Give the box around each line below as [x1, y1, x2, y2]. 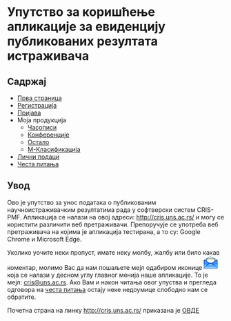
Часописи [27, 124, 57, 131]
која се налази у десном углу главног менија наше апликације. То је [7, 271, 208, 279]
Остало [27, 138, 50, 146]
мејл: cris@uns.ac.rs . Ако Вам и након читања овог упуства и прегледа [7, 278, 217, 286]
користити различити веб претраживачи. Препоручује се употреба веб [7, 220, 219, 228]
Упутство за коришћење [7, 4, 156, 20]
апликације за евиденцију [7, 19, 165, 35]
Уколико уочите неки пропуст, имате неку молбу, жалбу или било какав [7, 248, 220, 256]
